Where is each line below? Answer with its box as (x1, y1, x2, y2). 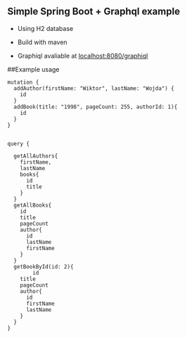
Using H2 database (17, 24, 74, 32)
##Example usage (7, 65, 60, 73)
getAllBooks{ (13, 202, 52, 209)
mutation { (7, 79, 39, 86)
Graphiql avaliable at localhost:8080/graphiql (17, 51, 148, 60)
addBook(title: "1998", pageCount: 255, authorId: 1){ (13, 103, 178, 110)
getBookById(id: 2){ (13, 263, 74, 270)
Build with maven (17, 38, 68, 46)
